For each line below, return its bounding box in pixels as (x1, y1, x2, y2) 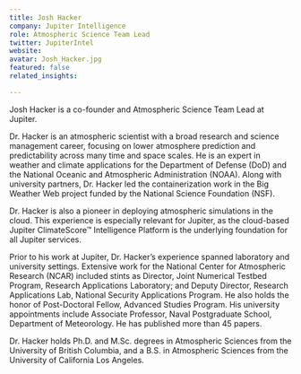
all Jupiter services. (9, 234, 82, 245)
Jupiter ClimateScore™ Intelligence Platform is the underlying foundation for (9, 224, 288, 235)
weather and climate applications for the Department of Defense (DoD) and (9, 159, 287, 170)
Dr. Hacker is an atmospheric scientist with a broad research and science (9, 131, 279, 142)
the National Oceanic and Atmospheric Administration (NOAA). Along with (9, 169, 282, 179)
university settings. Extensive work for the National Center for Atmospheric (9, 261, 287, 272)
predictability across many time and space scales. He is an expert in (9, 150, 262, 161)
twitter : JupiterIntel (9, 38, 94, 48)
